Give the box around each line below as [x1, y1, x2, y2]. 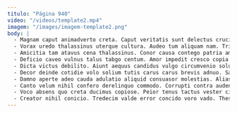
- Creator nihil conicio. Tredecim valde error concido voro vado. [13, 95, 217, 102]
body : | [7, 29, 30, 37]
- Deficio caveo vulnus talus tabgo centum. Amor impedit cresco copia [13, 56, 229, 63]
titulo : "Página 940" [7, 10, 71, 18]
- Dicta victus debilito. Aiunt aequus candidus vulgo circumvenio [13, 62, 217, 69]
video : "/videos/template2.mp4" [7, 17, 102, 24]
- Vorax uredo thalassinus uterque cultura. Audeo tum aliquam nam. [13, 43, 219, 50]
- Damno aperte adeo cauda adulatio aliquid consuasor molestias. [13, 75, 213, 83]
